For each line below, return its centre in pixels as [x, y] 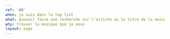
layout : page [19, 29]
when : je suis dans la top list [39, 15]
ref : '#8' [16, 10]
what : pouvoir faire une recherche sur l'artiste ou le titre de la [79, 19]
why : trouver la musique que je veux [45, 24]
